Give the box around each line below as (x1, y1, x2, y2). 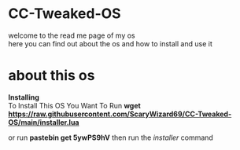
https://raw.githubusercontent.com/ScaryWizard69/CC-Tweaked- (8, 109, 232, 119)
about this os (8, 67, 95, 85)
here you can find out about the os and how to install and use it (8, 38, 212, 48)
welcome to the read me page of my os (8, 31, 135, 40)
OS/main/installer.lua (8, 117, 79, 126)
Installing (8, 92, 39, 102)
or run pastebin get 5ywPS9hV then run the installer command (8, 133, 214, 142)
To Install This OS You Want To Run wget (8, 101, 142, 110)
